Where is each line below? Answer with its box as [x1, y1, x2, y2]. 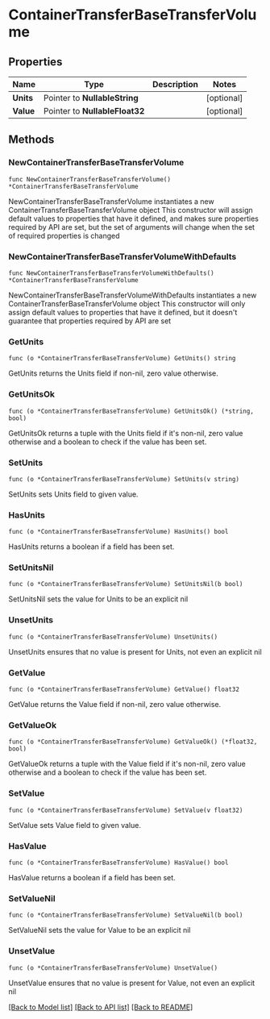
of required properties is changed [8, 231, 120, 240]
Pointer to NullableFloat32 [43, 106, 145, 116]
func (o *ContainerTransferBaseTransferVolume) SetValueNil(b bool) [8, 911, 243, 920]
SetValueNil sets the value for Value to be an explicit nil [8, 925, 191, 935]
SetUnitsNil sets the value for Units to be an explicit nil [8, 594, 189, 604]
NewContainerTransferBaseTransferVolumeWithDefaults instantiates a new [8, 290, 257, 300]
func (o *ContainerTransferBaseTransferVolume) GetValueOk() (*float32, [8, 738, 258, 747]
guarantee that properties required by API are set [8, 316, 172, 326]
